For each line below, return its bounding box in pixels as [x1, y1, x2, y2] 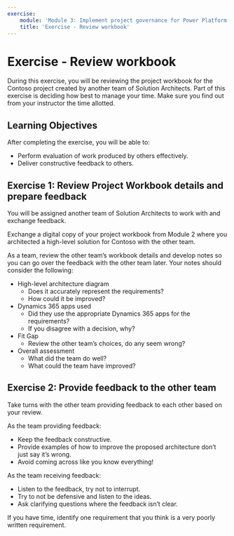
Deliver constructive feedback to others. [17, 159, 135, 168]
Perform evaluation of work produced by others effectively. [17, 152, 188, 160]
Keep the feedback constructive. [17, 435, 112, 443]
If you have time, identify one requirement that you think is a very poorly [7, 513, 216, 521]
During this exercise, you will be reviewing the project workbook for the [7, 76, 214, 85]
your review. [7, 408, 43, 416]
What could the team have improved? [27, 361, 136, 370]
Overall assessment [17, 347, 75, 355]
